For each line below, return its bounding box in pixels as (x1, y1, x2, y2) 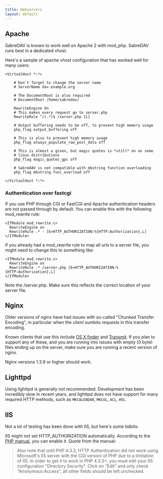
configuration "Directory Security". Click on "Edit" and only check (17, 463, 149, 469)
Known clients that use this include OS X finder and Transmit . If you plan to (5, 334, 155, 340)
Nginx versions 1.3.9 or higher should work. (5, 359, 92, 365)
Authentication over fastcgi (5, 190, 72, 196)
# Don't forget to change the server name (14, 80, 101, 85)
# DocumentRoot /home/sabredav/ (14, 97, 79, 102)
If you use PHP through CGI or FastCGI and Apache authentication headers (5, 201, 156, 207)
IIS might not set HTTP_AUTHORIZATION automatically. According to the (5, 433, 151, 439)
